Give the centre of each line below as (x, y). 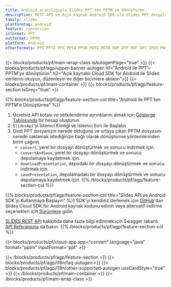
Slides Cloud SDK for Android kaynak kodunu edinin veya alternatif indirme (84, 206)
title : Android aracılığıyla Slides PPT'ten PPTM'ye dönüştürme (75, 10)
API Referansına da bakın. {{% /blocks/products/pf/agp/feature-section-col (84, 226)
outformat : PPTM (22, 39)
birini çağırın (26, 142)
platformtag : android (28, 24)
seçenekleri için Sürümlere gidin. (40, 211)
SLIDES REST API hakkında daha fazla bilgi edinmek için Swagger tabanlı (82, 221)
